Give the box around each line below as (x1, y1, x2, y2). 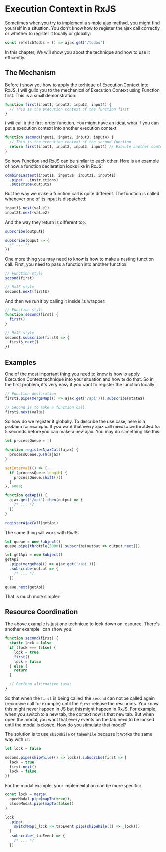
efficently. (5, 54, 26, 60)
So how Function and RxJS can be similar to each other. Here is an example (5, 158, 159, 164)
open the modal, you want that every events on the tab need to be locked (5, 716, 154, 722)
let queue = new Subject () (5, 539, 61, 544)
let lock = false (5, 746, 41, 751)
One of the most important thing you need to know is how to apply (5, 371, 140, 377)
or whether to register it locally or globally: (5, 30, 91, 36)
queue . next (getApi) (5, 584, 45, 590)
